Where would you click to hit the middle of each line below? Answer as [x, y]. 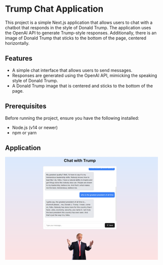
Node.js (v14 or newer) [35, 127]
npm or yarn [24, 132]
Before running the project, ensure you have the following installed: [72, 118]
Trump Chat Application [54, 9]
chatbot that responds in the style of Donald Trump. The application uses [78, 27]
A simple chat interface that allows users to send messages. [72, 70]
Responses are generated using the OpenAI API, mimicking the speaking [85, 75]
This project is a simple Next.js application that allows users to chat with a [79, 22]
